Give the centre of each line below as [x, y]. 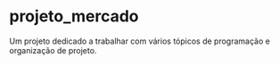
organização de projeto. [53, 50]
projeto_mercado [74, 16]
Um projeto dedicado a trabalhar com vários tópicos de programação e [139, 41]
